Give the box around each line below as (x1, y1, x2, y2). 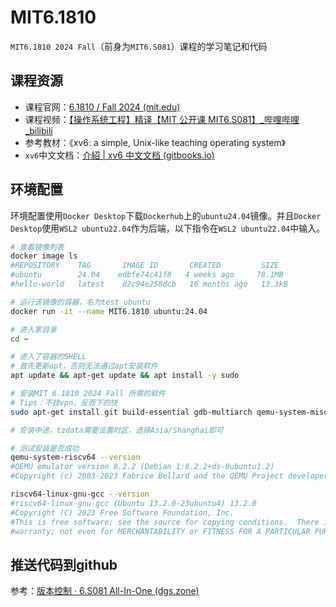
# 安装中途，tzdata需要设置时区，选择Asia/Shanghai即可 (10, 425, 224, 435)
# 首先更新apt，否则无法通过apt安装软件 (10, 361, 158, 371)
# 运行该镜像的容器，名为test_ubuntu (10, 297, 151, 307)
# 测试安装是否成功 (10, 443, 80, 453)
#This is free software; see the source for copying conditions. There (10, 517, 320, 527)
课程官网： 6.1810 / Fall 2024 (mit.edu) (24, 101, 181, 113)
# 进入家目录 (10, 324, 57, 335)
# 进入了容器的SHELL (10, 352, 87, 362)
